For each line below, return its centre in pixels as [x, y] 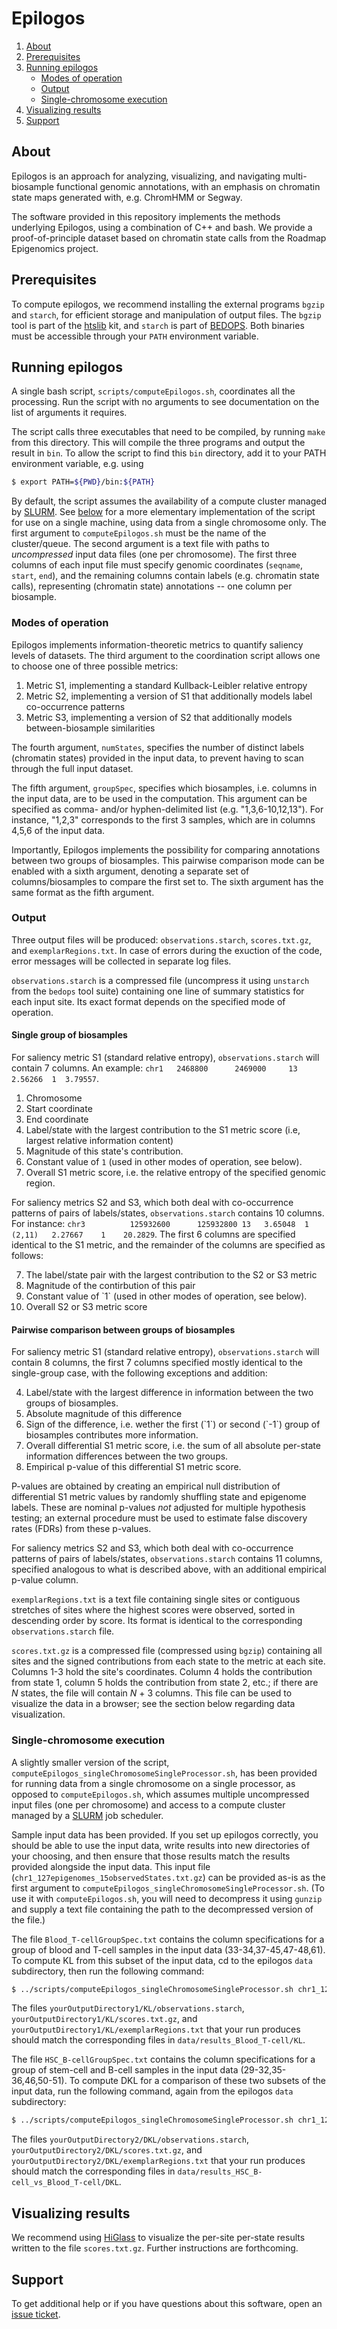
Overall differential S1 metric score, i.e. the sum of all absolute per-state [173, 1446]
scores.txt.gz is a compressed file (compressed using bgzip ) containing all [167, 1651]
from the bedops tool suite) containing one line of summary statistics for [158, 991]
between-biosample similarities [90, 728]
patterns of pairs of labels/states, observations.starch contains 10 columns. [168, 1213]
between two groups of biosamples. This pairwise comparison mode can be [168, 860]
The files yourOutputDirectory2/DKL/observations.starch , [130, 2139]
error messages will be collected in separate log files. [121, 961]
